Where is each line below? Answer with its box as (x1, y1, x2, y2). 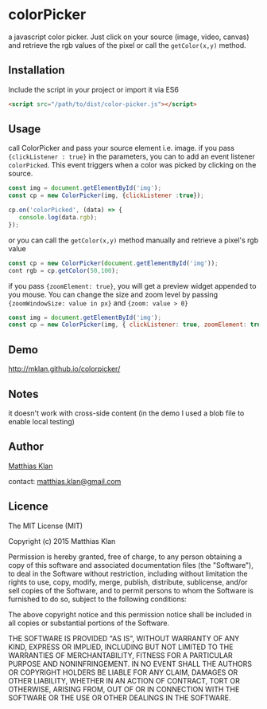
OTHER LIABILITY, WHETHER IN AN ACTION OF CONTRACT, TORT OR (8, 676, 240, 685)
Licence (8, 500, 49, 514)
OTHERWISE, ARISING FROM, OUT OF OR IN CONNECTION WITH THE (8, 684, 240, 694)
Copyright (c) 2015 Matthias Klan (8, 536, 116, 546)
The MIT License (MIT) (8, 521, 83, 530)
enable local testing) (8, 416, 75, 426)
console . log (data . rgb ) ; (18, 214, 98, 222)
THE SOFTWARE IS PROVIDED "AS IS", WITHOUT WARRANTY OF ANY (8, 633, 240, 643)
